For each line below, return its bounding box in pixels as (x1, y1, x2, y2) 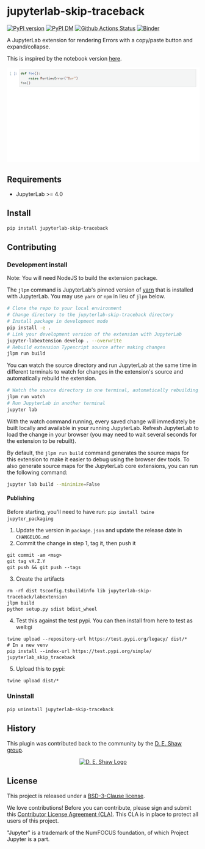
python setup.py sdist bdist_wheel (7, 606, 98, 612)
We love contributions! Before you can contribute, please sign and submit (7, 804, 192, 811)
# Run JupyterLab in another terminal (7, 400, 106, 407)
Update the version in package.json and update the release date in (15, 526, 182, 534)
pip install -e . (7, 325, 51, 331)
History (7, 723, 36, 734)
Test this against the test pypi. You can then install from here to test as (15, 617, 193, 624)
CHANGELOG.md (15, 534, 49, 540)
